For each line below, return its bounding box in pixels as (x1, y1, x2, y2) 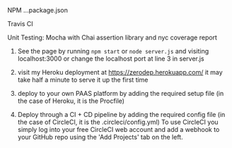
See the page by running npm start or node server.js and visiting (17, 47, 209, 55)
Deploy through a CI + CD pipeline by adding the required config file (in (17, 111, 226, 118)
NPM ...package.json (7, 6, 69, 14)
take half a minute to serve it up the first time (17, 75, 149, 84)
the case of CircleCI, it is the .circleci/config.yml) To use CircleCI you (17, 118, 219, 126)
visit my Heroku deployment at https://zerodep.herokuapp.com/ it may (17, 68, 223, 76)
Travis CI (7, 20, 33, 27)
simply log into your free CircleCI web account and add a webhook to (17, 125, 220, 133)
